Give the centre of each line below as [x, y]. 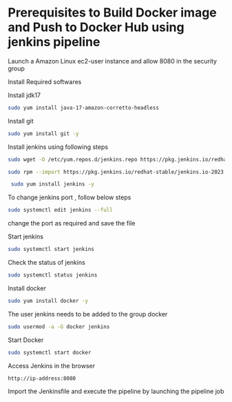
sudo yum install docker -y [48, 301]
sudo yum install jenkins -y [53, 184]
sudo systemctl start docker [50, 352]
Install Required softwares [45, 81]
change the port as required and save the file [72, 223]
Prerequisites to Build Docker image [113, 13]
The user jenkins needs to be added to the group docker [88, 314]
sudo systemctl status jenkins [53, 275]
